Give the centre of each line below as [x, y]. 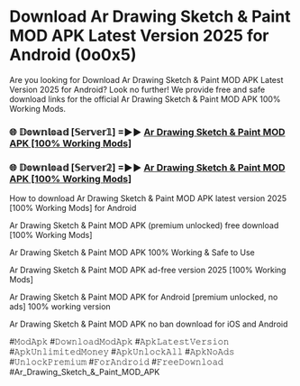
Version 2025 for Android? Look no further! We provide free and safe [137, 89]
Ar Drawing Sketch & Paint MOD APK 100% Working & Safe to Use [132, 253]
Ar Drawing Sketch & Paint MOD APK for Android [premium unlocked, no [144, 297]
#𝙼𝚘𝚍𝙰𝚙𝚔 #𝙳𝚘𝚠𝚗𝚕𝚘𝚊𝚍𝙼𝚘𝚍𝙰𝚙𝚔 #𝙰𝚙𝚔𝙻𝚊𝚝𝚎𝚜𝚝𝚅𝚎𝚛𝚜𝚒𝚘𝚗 [119, 342]
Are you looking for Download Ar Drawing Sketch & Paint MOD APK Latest [146, 79]
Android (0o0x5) [73, 55]
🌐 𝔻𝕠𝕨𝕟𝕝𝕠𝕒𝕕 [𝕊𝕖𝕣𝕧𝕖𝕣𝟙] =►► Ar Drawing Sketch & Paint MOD [147, 132]
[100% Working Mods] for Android [73, 208]
